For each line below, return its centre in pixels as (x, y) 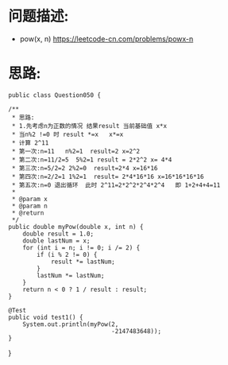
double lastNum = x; (56, 241)
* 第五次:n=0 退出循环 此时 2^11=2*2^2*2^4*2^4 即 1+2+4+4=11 (116, 185)
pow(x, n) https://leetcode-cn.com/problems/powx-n (106, 39)
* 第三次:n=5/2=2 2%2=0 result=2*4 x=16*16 (85, 168)
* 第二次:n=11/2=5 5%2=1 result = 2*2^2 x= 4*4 (92, 160)
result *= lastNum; (83, 262)
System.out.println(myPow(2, (71, 324)
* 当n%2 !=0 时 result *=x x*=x (68, 134)
